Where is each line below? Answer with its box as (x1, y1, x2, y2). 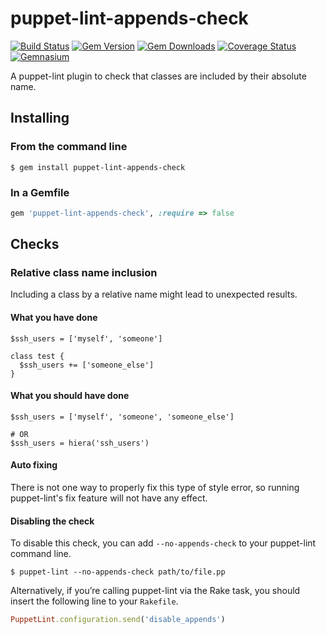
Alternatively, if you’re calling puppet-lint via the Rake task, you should (10, 585, 301, 597)
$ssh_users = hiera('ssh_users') (10, 438, 150, 448)
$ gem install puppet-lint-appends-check (10, 162, 186, 172)
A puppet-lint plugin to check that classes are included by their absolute (10, 70, 307, 82)
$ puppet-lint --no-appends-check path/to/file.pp (10, 567, 226, 577)
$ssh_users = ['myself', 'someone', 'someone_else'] (10, 412, 235, 422)
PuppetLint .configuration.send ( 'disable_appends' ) (10, 615, 226, 625)
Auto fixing (10, 459, 58, 471)
